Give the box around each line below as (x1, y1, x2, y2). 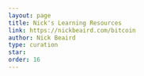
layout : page (8, 11, 51, 20)
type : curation (8, 41, 59, 49)
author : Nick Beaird (8, 33, 77, 42)
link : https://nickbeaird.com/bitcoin (8, 26, 136, 34)
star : (8, 48, 26, 56)
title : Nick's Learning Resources (8, 19, 123, 27)
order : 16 (8, 56, 41, 64)
